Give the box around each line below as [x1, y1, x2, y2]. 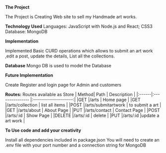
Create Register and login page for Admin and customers [5, 82, 121, 88]
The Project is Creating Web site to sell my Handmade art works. [5, 14, 137, 19]
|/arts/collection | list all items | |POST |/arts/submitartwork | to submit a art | [5, 102, 162, 108]
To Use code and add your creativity [5, 127, 81, 133]
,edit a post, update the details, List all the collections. [5, 53, 115, 59]
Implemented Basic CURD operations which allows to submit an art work [5, 48, 153, 53]
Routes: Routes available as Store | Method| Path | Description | [5, 92, 135, 97]
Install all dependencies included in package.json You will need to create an [5, 137, 160, 143]
